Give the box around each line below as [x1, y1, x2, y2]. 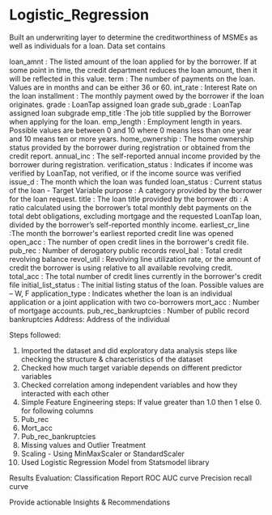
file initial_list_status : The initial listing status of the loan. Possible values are [9, 280, 264, 289]
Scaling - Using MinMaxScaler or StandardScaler [20, 449, 185, 458]
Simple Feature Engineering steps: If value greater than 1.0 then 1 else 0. [20, 397, 262, 407]
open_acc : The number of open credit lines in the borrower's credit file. [9, 237, 249, 247]
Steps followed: [9, 330, 62, 340]
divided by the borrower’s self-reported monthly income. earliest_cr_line [9, 220, 250, 230]
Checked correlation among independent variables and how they [20, 380, 238, 390]
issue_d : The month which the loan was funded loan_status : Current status [9, 176, 262, 187]
